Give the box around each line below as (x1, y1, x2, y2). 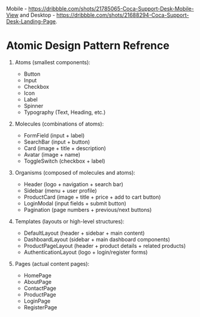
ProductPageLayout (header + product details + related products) (23, 242, 186, 249)
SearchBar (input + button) (23, 138, 90, 145)
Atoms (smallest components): (14, 58, 91, 65)
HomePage (23, 271, 52, 279)
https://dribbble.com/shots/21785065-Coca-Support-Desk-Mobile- (28, 5, 195, 12)
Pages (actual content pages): (14, 260, 90, 267)
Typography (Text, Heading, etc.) (23, 108, 106, 116)
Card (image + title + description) (23, 144, 107, 152)
